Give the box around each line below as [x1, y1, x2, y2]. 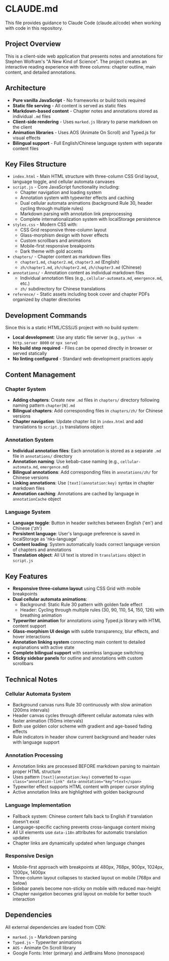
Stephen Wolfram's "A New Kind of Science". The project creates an [5, 58, 147, 65]
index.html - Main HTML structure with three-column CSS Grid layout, [12, 173, 159, 179]
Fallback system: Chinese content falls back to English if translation [12, 813, 153, 819]
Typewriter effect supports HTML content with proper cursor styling [12, 784, 154, 790]
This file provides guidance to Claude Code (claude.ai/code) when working [5, 20, 161, 26]
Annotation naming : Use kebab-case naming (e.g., [12, 458, 120, 464]
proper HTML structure [12, 768, 61, 774]
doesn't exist [12, 818, 40, 824]
